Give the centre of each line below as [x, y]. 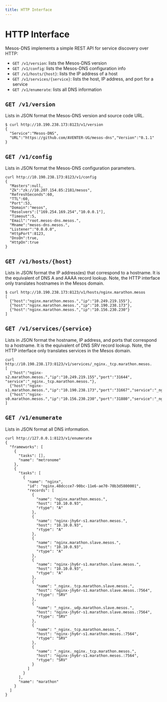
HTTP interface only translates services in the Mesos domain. [68, 350]
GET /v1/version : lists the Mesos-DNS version [59, 63]
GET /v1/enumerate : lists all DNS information [57, 89]
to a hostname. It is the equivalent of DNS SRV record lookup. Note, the [78, 345]
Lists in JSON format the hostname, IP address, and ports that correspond [81, 340]
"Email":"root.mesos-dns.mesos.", [45, 221]
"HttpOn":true [24, 242]
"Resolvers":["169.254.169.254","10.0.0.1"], [58, 212]
